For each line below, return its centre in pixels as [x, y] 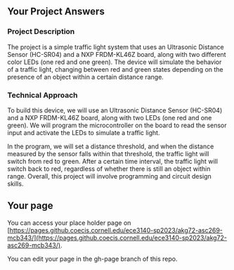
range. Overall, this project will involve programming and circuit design [110, 176]
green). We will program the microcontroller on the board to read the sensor [117, 125]
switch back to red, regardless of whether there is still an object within [109, 169]
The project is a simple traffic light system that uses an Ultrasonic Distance [116, 47]
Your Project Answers [56, 12]
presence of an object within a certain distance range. [85, 77]
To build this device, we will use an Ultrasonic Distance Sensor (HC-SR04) [115, 110]
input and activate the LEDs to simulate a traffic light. [84, 132]
